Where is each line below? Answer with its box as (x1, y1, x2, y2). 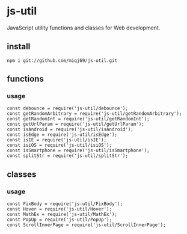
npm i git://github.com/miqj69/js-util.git (7, 57, 118, 64)
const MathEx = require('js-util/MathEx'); (7, 212, 118, 218)
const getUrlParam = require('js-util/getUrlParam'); (7, 122, 145, 128)
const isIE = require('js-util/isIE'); (7, 137, 107, 143)
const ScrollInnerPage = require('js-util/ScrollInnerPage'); (7, 222, 166, 228)
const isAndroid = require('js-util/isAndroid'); (7, 126, 134, 133)
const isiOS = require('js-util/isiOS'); (7, 143, 112, 149)
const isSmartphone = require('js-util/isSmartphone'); (7, 147, 150, 154)
